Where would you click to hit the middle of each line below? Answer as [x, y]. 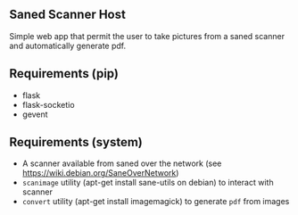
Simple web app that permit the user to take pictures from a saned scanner [147, 36]
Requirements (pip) [64, 74]
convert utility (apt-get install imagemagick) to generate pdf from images [156, 202]
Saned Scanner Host [68, 15]
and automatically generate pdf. [68, 45]
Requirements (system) [76, 142]
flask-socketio [48, 104]
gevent [35, 114]
